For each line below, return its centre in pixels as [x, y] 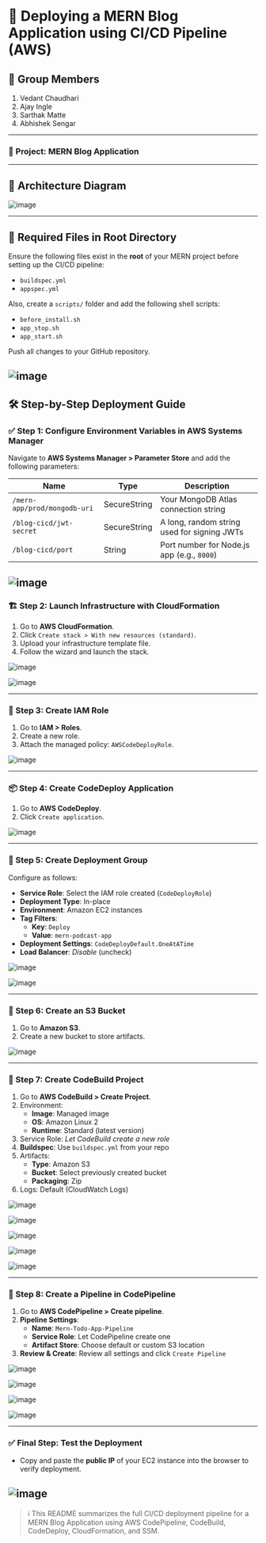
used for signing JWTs [202, 532]
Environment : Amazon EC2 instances [81, 909]
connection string [193, 509]
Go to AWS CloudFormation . [67, 626]
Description [207, 486]
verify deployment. [50, 1468]
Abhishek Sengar [48, 123]
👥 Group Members [54, 79]
